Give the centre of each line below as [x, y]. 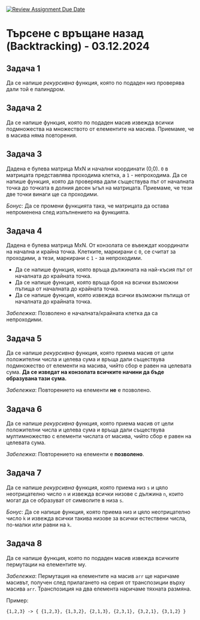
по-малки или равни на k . [39, 525]
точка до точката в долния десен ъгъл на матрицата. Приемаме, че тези [99, 188]
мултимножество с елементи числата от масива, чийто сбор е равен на [99, 436]
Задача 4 [24, 231]
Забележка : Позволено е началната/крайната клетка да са [82, 313]
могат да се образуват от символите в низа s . [65, 500]
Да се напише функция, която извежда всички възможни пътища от [102, 295]
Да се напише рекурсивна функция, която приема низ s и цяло [87, 487]
